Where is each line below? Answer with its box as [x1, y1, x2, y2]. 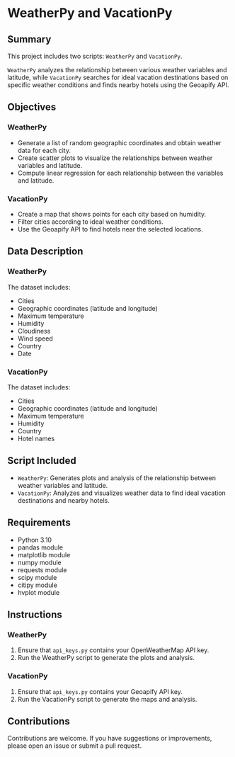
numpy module [17, 558, 62, 567]
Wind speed [17, 334, 53, 343]
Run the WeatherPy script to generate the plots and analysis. [17, 654, 195, 662]
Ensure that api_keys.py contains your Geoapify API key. [17, 687, 183, 695]
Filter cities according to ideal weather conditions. [17, 217, 164, 226]
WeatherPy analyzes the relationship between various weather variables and [7, 66, 228, 74]
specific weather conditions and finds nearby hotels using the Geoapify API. [7, 81, 229, 89]
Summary [7, 33, 52, 45]
